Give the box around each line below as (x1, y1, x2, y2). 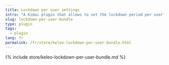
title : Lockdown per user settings (5, 7, 80, 13)
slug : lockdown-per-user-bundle (5, 17, 73, 22)
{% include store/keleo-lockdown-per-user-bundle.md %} (5, 54, 126, 60)
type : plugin (5, 21, 33, 27)
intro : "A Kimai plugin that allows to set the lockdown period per (5, 12, 152, 17)
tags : (5, 26, 17, 31)
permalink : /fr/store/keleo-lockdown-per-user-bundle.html (5, 40, 132, 45)
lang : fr (5, 36, 24, 41)
